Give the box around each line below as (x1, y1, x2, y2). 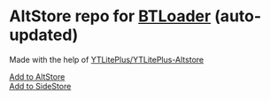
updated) (9, 25, 79, 45)
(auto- (213, 6, 262, 27)
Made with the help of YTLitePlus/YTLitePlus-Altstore (9, 54, 204, 65)
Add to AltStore (9, 71, 66, 81)
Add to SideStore (9, 81, 72, 91)
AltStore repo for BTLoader (9, 6, 212, 27)
